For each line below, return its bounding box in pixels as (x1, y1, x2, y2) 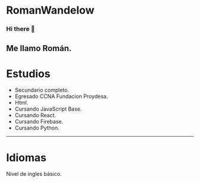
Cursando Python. (14, 124, 60, 131)
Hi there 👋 (6, 25, 36, 33)
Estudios (6, 67, 51, 80)
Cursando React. (14, 112, 57, 119)
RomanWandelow (6, 4, 95, 17)
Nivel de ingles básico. (6, 171, 62, 178)
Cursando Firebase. (14, 118, 64, 125)
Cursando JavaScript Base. (14, 105, 82, 113)
